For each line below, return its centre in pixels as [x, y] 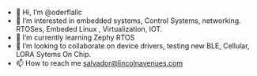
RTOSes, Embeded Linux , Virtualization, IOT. [89, 29]
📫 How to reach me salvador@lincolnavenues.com [99, 63]
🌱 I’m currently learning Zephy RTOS [75, 37]
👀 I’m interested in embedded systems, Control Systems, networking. [128, 21]
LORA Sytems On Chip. [53, 54]
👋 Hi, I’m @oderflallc [49, 12]
